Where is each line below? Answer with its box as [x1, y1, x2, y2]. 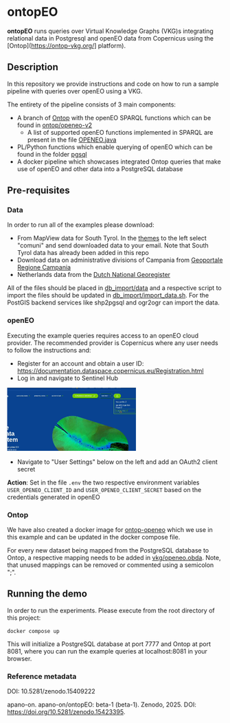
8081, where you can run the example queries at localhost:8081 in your [7, 647, 208, 655]
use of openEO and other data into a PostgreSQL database [16, 164, 183, 173]
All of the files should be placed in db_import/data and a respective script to [7, 284, 222, 292]
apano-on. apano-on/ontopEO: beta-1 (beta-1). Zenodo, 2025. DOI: [7, 700, 197, 709]
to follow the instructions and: [7, 346, 91, 354]
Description [7, 61, 58, 73]
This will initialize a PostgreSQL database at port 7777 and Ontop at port [7, 640, 211, 648]
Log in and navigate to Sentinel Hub [16, 374, 119, 382]
